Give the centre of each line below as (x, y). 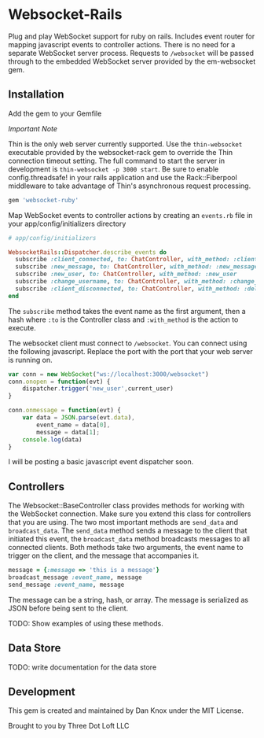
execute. (22, 327)
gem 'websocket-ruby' (44, 200)
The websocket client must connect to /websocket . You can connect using (128, 343)
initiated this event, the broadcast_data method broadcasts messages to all (129, 539)
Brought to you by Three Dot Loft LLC (69, 726)
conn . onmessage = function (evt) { (65, 411)
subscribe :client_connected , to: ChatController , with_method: (123, 260)
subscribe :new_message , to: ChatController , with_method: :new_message (137, 267)
